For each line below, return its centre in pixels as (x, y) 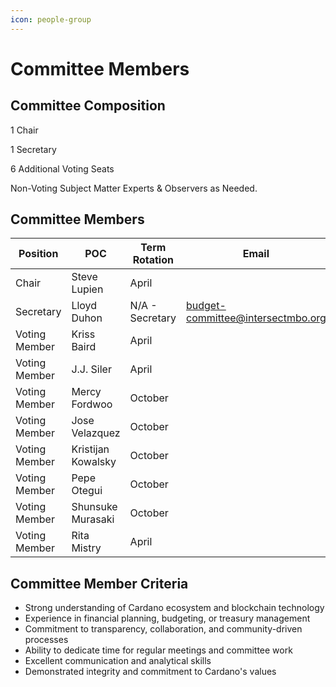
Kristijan (90, 449)
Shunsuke (94, 507)
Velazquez (96, 433)
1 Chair (24, 130)
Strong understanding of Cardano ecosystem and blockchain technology (174, 608)
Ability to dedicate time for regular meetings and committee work (158, 650)
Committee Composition (88, 106)
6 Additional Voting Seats (62, 168)
